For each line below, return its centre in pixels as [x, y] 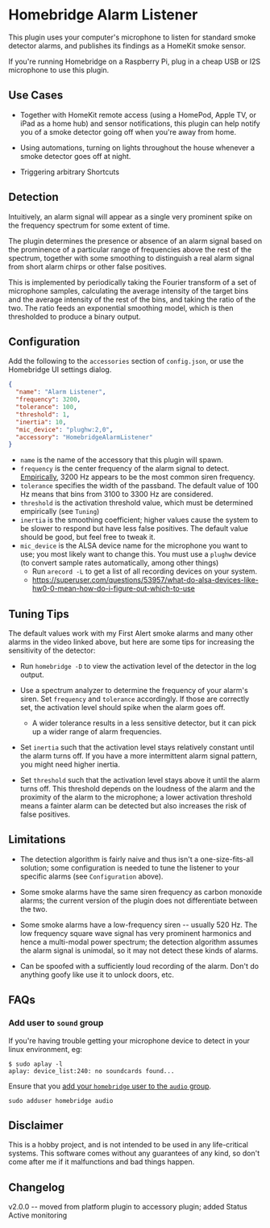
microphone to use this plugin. [59, 69]
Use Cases [36, 96]
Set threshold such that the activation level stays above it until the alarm [140, 780]
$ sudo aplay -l [35, 1064]
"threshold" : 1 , [43, 414]
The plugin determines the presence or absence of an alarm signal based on [135, 240]
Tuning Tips [39, 614]
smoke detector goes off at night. [75, 156]
